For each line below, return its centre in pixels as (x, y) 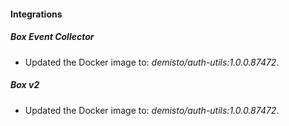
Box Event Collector (52, 37)
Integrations (36, 14)
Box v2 (25, 85)
